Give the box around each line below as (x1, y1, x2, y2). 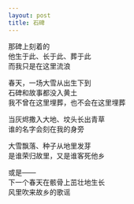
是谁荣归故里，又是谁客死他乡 (8, 150, 105, 160)
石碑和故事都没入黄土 (8, 87, 77, 97)
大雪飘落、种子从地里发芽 (8, 141, 91, 150)
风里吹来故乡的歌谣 (8, 187, 71, 197)
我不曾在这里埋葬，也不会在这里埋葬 (8, 98, 126, 107)
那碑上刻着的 (8, 41, 50, 51)
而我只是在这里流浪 (8, 61, 71, 71)
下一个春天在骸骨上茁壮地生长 (8, 177, 105, 187)
